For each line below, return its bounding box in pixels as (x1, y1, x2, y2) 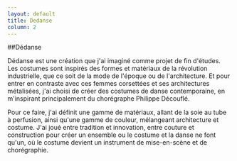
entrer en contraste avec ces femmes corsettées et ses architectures (7, 79, 210, 88)
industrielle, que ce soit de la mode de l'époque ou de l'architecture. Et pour (7, 72, 230, 80)
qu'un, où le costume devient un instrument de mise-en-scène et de (7, 138, 208, 147)
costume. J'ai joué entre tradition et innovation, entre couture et (7, 123, 194, 132)
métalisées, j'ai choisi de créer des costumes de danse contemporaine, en (7, 87, 226, 96)
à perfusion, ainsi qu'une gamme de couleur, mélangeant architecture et (7, 116, 219, 124)
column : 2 (7, 23, 37, 30)
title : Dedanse (7, 17, 53, 24)
